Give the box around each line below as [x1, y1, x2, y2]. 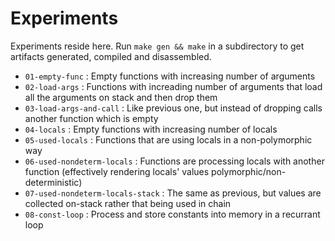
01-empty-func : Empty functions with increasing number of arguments [24, 70, 316, 82]
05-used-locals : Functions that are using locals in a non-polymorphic [24, 133, 313, 146]
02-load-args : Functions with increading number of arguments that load [24, 80, 323, 92]
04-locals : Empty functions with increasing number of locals [24, 123, 278, 135]
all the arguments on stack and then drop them [24, 91, 218, 103]
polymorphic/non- [211, 165, 287, 177]
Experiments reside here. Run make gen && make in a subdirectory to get [10, 40, 305, 52]
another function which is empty [24, 112, 159, 124]
